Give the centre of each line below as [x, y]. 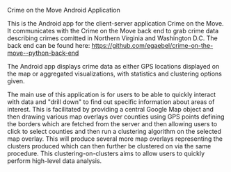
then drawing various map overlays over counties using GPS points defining [116, 117]
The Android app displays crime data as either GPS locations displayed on [113, 66]
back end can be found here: [49, 45]
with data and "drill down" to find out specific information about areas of [111, 102]
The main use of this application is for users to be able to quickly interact [112, 94]
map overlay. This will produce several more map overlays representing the [115, 139]
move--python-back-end [43, 53]
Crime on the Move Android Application [64, 10]
